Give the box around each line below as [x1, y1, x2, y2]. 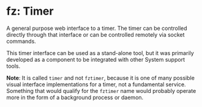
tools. [6, 62, 21, 70]
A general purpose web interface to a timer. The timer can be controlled [6, 24, 188, 32]
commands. [6, 37, 37, 45]
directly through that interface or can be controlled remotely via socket [6, 31, 185, 38]
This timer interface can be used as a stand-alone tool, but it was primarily [6, 49, 194, 56]
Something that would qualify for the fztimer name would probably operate [6, 87, 196, 94]
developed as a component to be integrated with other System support [6, 56, 185, 63]
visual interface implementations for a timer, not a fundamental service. [6, 81, 186, 88]
